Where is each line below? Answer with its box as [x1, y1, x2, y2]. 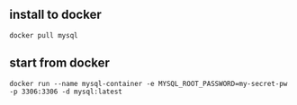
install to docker [9, 7, 102, 22]
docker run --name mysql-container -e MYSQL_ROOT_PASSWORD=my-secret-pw [9, 79, 288, 88]
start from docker [9, 56, 111, 71]
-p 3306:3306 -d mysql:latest [9, 87, 123, 96]
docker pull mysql [9, 31, 78, 39]
